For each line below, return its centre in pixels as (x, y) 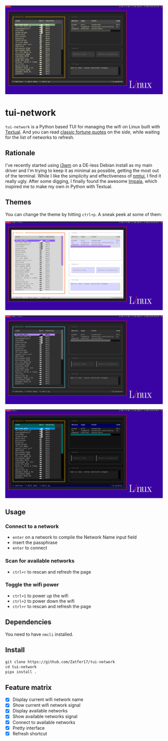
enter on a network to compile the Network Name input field (74, 537)
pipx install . (21, 672)
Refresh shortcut (30, 733)
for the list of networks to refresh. (40, 137)
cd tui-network (21, 667)
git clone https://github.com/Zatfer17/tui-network (60, 662)
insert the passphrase (35, 542)
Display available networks (40, 711)
